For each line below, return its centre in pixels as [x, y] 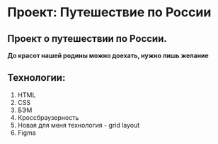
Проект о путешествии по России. [87, 39]
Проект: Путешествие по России [109, 12]
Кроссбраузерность [48, 117]
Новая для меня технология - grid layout [79, 125]
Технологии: [36, 78]
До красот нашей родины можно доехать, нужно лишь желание [108, 55]
